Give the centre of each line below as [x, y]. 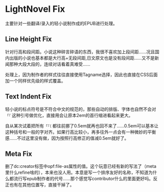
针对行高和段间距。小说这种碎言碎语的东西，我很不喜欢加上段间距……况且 [80, 52]
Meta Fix [19, 154]
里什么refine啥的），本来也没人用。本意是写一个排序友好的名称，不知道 [77, 173]
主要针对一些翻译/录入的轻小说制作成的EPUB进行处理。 [61, 23]
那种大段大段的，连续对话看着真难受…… [50, 64]
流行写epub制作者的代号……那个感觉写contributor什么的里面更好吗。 [83, 179]
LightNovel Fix [35, 9]
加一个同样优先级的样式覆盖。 [35, 80]
